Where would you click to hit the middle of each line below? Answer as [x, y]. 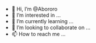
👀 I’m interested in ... [36, 15]
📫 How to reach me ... [38, 34]
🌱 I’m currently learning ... [42, 21]
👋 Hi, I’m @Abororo [35, 9]
